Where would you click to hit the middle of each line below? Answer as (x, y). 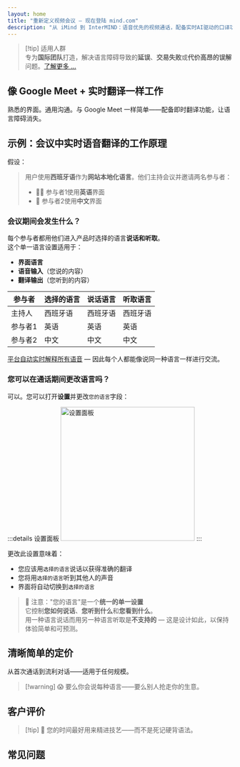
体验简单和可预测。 (53, 628)
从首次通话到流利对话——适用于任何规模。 (70, 671)
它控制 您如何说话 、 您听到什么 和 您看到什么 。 (91, 611)
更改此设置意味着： (36, 553)
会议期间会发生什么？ (44, 221)
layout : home (27, 14)
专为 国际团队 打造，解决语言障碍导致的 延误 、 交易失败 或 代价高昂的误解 (128, 57)
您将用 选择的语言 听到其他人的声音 (66, 577)
